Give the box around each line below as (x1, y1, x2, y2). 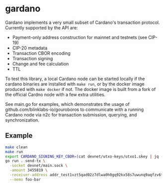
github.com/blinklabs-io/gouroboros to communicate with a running (5, 106, 144, 112)
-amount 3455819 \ (9, 168, 48, 173)
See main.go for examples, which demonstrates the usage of (5, 101, 130, 107)
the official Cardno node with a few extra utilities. (5, 92, 106, 97)
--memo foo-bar (9, 177, 41, 182)
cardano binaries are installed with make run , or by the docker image (5, 81, 145, 87)
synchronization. (5, 117, 40, 123)
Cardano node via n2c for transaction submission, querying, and (5, 111, 137, 117)
